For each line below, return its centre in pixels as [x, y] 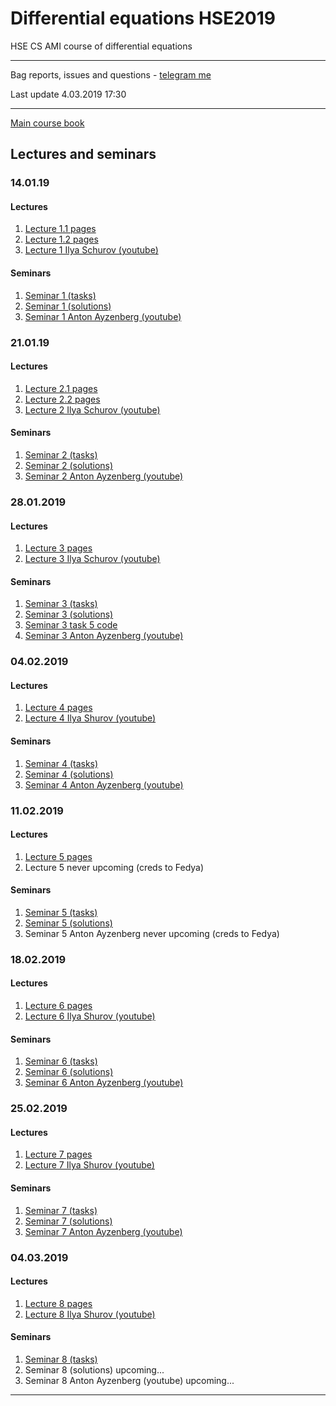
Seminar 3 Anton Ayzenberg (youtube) [104, 636]
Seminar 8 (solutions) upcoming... [94, 1369]
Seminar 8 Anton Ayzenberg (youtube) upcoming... [129, 1380]
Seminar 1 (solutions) [68, 306]
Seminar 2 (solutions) [69, 465]
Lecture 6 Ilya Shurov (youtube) [90, 1016]
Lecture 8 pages [58, 1303]
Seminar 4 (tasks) [61, 763]
